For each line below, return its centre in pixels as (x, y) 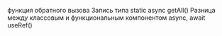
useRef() (20, 25)
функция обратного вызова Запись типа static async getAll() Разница (111, 10)
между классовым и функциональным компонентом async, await (106, 18)
